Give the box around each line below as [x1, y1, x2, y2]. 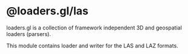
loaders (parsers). [6, 30, 52, 37]
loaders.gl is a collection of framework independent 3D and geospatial [6, 24, 182, 31]
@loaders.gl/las [6, 4, 89, 18]
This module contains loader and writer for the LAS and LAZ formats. [6, 42, 179, 49]
